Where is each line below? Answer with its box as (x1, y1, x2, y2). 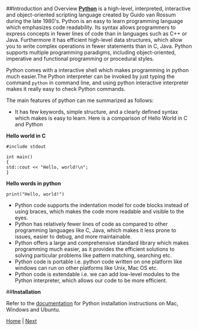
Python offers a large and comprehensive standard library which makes (14, 239, 189, 246)
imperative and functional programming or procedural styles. (6, 55, 155, 62)
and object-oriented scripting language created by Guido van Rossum (6, 11, 176, 18)
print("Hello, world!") (6, 191, 65, 197)
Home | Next (6, 318, 37, 324)
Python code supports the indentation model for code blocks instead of (14, 202, 189, 208)
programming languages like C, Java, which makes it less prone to (14, 227, 176, 234)
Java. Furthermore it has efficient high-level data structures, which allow (6, 37, 183, 43)
